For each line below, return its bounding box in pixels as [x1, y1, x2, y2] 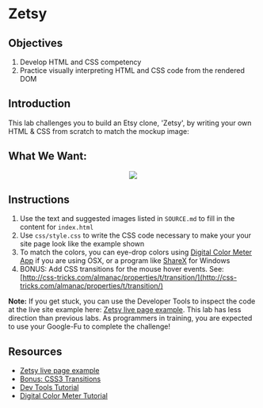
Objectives [8, 36, 63, 50]
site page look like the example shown [19, 239, 145, 249]
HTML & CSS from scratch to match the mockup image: [8, 126, 189, 135]
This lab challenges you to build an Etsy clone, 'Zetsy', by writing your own [8, 118, 252, 128]
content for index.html [19, 223, 93, 232]
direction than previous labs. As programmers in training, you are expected [8, 314, 253, 323]
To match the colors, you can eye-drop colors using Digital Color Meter [19, 247, 252, 257]
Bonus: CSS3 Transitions [19, 374, 101, 384]
